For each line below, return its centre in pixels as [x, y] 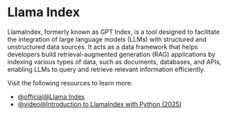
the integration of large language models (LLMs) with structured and [107, 39]
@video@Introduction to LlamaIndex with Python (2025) [99, 104]
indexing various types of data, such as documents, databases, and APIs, [114, 61]
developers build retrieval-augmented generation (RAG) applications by [112, 54]
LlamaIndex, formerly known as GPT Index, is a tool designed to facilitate [114, 32]
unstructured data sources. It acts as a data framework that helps [103, 47]
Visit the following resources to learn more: [70, 83]
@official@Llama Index [51, 97]
